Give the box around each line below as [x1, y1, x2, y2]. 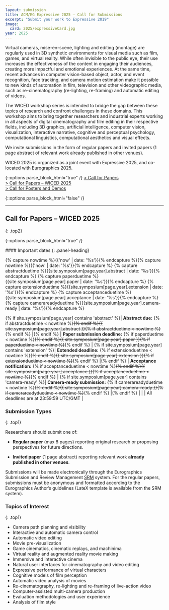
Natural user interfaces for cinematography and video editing [12, 562, 139, 568]
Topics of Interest [5, 503, 49, 510]
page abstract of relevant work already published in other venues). [5, 150, 144, 156]
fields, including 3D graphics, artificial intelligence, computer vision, [5, 124, 146, 130]
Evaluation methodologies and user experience [12, 594, 111, 600]
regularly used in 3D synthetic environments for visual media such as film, [5, 50, 158, 56]
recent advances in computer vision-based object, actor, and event [5, 72, 145, 77]
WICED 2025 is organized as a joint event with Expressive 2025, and [5, 160, 147, 165]
